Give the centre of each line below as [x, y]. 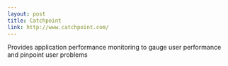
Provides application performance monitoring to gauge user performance [114, 48]
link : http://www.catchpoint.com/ [58, 27]
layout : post [27, 14]
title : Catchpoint [34, 21]
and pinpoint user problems [47, 55]
